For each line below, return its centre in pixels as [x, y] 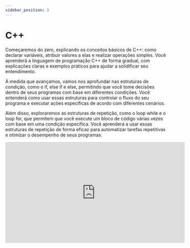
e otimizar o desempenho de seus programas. [54, 135]
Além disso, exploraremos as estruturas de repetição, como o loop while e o [86, 113]
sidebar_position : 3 [27, 10]
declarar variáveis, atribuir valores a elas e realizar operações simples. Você [86, 55]
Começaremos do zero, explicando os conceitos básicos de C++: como [81, 50]
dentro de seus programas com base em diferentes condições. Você [78, 92]
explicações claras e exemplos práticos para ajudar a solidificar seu [77, 66]
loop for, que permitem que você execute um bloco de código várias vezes [84, 118]
